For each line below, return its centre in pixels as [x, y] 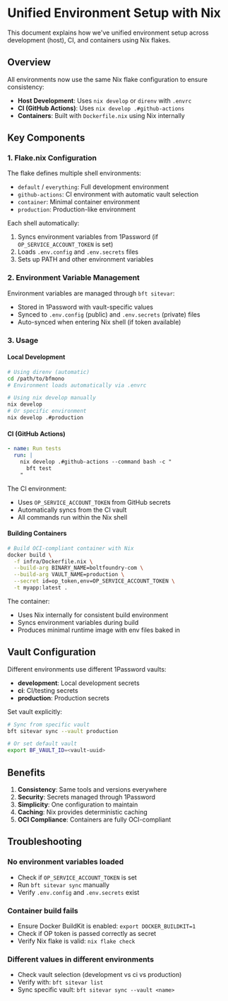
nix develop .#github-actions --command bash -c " [96, 462]
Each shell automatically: [43, 223]
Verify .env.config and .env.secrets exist [78, 892]
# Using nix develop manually [52, 398]
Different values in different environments [80, 959]
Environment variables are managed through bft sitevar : [91, 293]
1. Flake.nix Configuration [52, 158]
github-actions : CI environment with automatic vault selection [108, 194]
